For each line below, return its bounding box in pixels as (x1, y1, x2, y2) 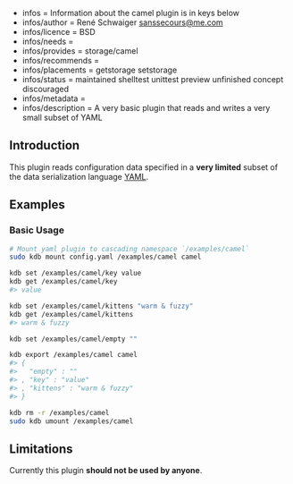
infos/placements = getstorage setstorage (21, 64, 178, 75)
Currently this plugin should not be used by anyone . (9, 465, 203, 476)
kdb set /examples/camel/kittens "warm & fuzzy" (9, 301, 194, 310)
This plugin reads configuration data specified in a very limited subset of (9, 161, 279, 173)
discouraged (21, 84, 70, 94)
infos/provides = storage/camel (21, 46, 138, 56)
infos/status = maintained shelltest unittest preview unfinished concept (21, 74, 284, 84)
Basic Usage (9, 224, 65, 236)
